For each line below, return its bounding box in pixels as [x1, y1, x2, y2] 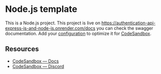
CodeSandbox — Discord [12, 63, 64, 69]
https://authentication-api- [101, 20, 156, 26]
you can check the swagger [96, 25, 154, 31]
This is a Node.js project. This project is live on [5, 20, 101, 26]
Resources [5, 45, 39, 53]
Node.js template [5, 3, 78, 15]
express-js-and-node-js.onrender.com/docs [5, 25, 96, 31]
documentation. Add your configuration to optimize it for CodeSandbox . [5, 30, 152, 36]
